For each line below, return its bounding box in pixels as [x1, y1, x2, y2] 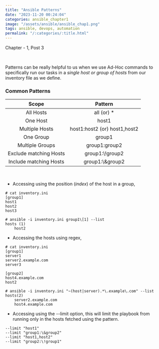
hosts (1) [5, 221, 26, 227]
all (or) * [94, 109, 115, 116]
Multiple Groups [17, 142, 55, 149]
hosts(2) [5, 293, 24, 298]
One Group [23, 134, 49, 141]
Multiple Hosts [19, 126, 54, 133]
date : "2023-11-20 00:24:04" [5, 12, 66, 17]
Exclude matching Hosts [8, 150, 65, 157]
